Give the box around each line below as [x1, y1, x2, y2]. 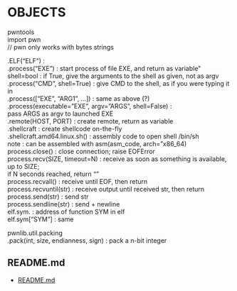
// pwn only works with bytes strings [7, 43, 115, 51]
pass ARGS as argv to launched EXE [7, 109, 114, 118]
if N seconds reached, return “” [7, 170, 100, 178]
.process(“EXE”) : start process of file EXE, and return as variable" [7, 64, 201, 72]
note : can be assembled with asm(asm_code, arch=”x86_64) [7, 139, 187, 148]
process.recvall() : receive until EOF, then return [7, 177, 148, 185]
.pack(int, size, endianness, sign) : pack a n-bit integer [7, 236, 167, 245]
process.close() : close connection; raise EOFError [7, 147, 155, 155]
